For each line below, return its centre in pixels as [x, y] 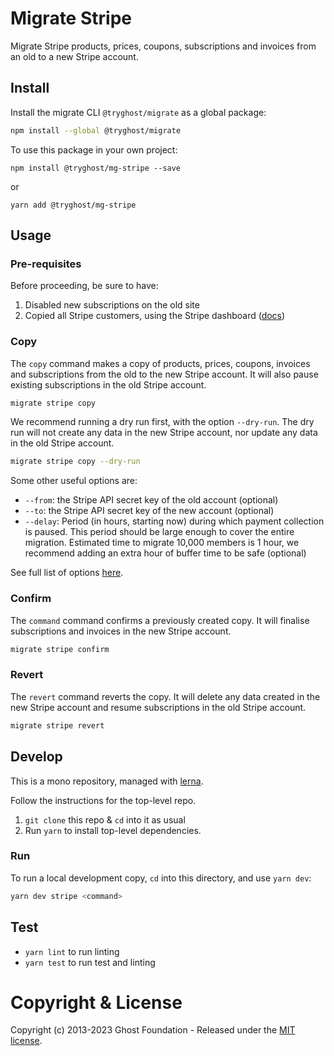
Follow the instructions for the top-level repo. [103, 800]
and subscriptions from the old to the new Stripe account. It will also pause [164, 374]
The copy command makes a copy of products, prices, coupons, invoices [160, 363]
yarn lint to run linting [72, 951]
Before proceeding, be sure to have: [84, 286]
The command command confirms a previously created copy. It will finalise [160, 620]
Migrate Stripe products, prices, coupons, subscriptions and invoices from [163, 46]
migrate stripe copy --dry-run [75, 462]
